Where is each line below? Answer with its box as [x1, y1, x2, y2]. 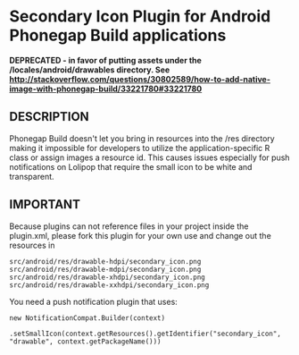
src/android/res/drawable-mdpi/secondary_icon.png [9, 265, 202, 274]
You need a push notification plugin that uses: [9, 296, 179, 307]
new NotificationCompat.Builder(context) [9, 313, 166, 323]
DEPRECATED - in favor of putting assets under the [9, 55, 203, 65]
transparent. [9, 171, 55, 182]
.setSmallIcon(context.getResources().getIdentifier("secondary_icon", [9, 329, 281, 338]
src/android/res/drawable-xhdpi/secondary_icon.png [9, 273, 205, 282]
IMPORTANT [9, 197, 80, 212]
